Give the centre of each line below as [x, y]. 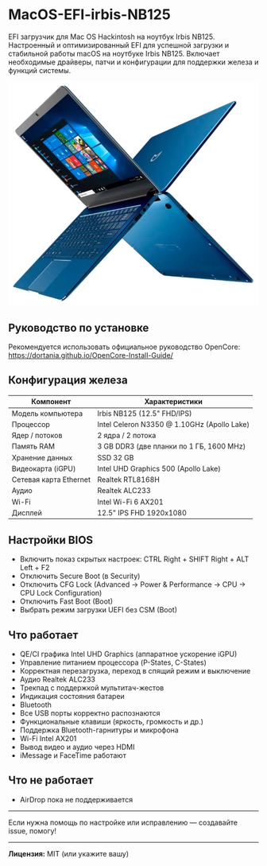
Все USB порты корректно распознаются [90, 713]
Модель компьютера [47, 413]
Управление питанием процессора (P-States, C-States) [113, 662]
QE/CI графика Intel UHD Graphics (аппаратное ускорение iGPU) [128, 654]
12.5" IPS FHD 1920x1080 [142, 513]
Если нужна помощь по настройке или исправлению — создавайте [123, 822]
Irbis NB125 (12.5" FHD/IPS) [145, 413]
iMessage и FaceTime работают [73, 755]
